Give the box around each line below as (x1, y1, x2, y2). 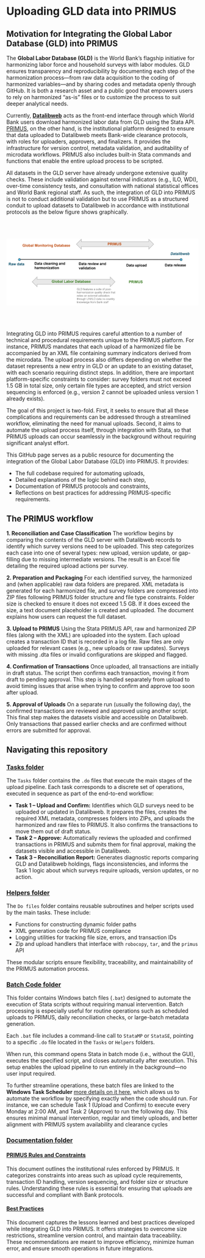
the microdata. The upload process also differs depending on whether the (6, 356, 192, 364)
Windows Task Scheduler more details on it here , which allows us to (6, 1088, 180, 1096)
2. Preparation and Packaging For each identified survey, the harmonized (6, 574, 192, 582)
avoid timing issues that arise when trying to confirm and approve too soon (6, 683, 195, 690)
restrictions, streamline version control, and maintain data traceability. (6, 1232, 182, 1239)
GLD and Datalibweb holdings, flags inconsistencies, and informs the (15, 860, 189, 867)
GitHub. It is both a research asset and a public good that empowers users (6, 87, 193, 94)
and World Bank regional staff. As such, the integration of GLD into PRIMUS (6, 189, 195, 196)
